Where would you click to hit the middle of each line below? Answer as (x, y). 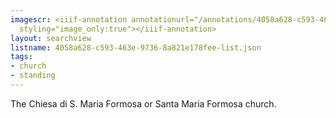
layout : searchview (51, 38)
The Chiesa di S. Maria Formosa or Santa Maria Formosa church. (143, 103)
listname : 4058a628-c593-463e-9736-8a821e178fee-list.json (136, 47)
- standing (33, 76)
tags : (21, 57)
